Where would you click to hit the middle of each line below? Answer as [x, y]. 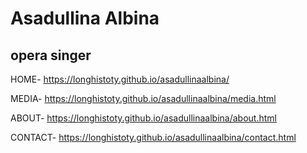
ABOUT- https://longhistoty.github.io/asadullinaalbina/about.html [143, 118]
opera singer [51, 55]
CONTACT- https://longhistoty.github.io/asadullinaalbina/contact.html [153, 137]
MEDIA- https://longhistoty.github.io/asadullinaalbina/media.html [143, 98]
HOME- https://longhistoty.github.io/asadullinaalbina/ [120, 79]
